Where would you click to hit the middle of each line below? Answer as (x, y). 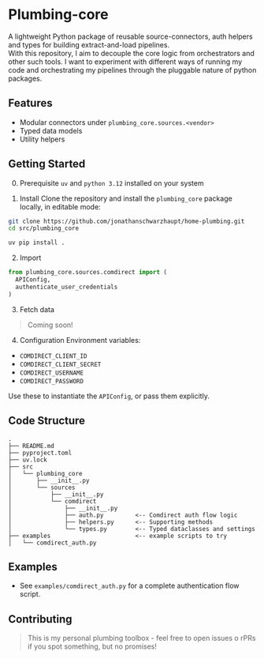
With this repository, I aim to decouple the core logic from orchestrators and (131, 53)
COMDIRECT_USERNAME (52, 373)
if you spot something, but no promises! (92, 646)
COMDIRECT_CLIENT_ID (53, 356)
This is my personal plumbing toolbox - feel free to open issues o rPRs (141, 638)
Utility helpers (42, 139)
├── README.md (32, 446)
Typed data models (51, 130)
